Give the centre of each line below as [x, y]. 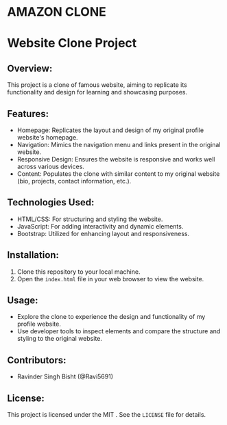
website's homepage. [47, 137]
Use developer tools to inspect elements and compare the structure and [119, 331]
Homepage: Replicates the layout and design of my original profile [110, 130]
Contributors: [37, 360]
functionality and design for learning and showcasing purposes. [97, 92]
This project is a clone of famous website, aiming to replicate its [97, 85]
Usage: [23, 301]
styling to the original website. [60, 339]
